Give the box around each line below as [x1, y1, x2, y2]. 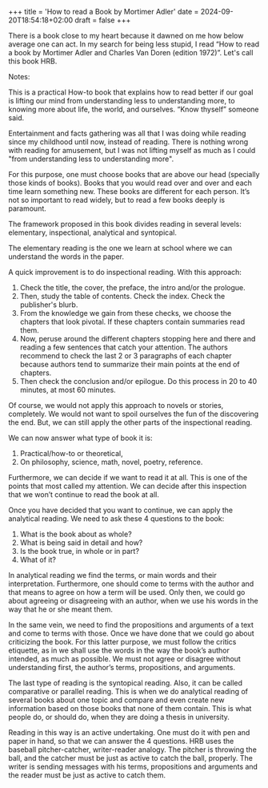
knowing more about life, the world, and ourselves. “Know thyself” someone [8, 104, 259, 114]
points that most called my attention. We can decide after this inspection [8, 481, 246, 491]
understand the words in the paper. [8, 252, 125, 261]
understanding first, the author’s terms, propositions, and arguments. [8, 663, 236, 672]
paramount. [8, 204, 46, 213]
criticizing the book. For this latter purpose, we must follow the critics [8, 637, 237, 646]
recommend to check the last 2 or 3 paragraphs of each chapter [19, 351, 232, 360]
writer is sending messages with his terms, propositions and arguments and [8, 762, 258, 771]
